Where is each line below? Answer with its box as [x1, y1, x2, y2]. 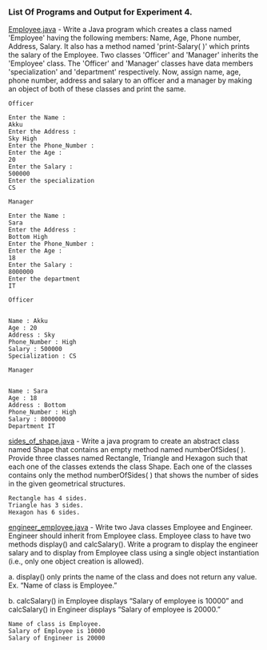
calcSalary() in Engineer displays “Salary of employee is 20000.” [8, 604, 221, 615]
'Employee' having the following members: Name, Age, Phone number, [8, 33, 241, 42]
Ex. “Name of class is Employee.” [8, 580, 118, 591]
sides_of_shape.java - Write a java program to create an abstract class [8, 436, 240, 446]
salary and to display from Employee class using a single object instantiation [8, 548, 260, 558]
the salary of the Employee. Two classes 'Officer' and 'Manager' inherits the [8, 50, 259, 60]
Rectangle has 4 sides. [8, 495, 88, 503]
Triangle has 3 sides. [8, 502, 84, 510]
